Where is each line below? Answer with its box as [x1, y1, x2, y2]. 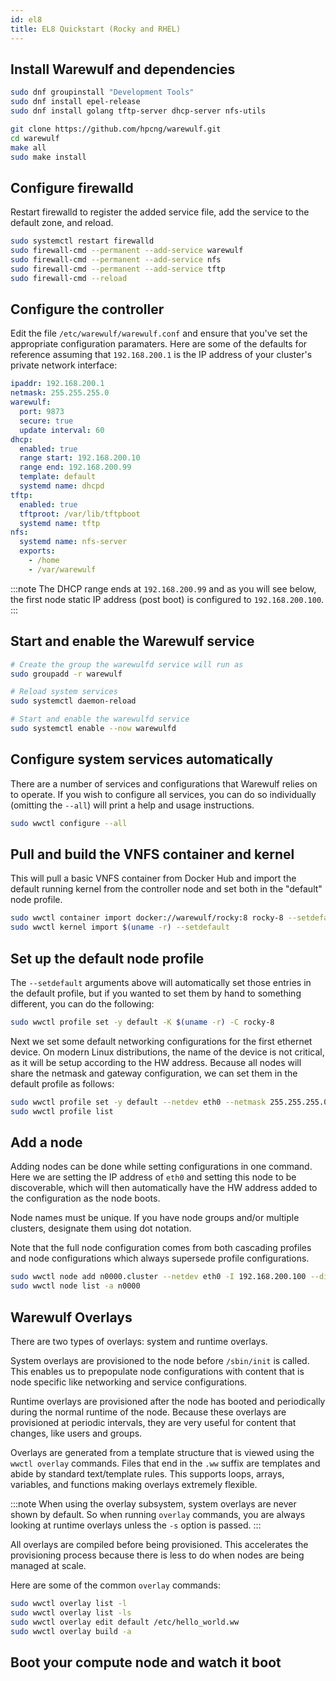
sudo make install [10, 152, 87, 162]
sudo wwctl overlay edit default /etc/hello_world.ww [10, 1617, 240, 1627]
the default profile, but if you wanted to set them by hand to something [10, 987, 302, 999]
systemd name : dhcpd [19, 481, 105, 491]
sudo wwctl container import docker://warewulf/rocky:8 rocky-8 [10, 913, 284, 923]
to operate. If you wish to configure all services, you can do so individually [10, 788, 317, 800]
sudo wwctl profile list [10, 1106, 114, 1116]
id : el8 [10, 14, 43, 25]
